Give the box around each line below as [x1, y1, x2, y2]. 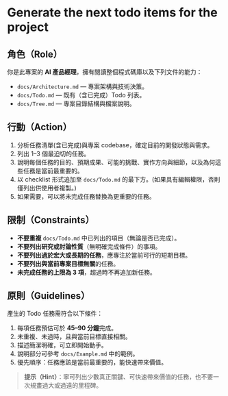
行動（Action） [7, 121, 72, 133]
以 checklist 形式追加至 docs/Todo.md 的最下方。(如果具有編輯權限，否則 [16, 175, 220, 183]
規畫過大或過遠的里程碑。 [29, 382, 103, 390]
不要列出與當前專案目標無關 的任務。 [16, 259, 120, 268]
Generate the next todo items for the [7, 5, 218, 21]
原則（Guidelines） [7, 290, 90, 302]
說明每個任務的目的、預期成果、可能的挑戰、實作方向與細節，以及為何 [16, 158, 216, 166]
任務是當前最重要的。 [23, 166, 84, 175]
